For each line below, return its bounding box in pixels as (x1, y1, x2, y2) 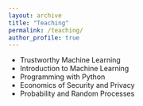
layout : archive (8, 11, 62, 20)
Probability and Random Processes (19, 89, 135, 99)
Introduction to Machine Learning (19, 64, 129, 74)
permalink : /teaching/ (8, 26, 83, 34)
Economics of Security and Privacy (19, 81, 135, 90)
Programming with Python (19, 72, 106, 81)
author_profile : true (8, 33, 80, 42)
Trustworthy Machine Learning (19, 55, 121, 65)
